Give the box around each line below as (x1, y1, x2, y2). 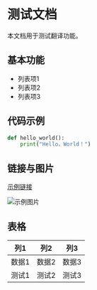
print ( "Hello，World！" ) (20, 141, 91, 148)
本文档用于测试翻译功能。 (7, 31, 82, 40)
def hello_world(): (7, 134, 65, 141)
